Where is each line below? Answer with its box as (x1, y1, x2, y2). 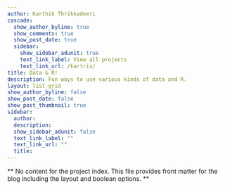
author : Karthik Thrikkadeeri (7, 10, 96, 18)
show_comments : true (13, 30, 74, 37)
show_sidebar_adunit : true (20, 50, 99, 57)
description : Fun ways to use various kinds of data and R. (7, 75, 188, 83)
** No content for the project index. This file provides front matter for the (7, 167, 218, 175)
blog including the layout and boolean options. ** (7, 175, 150, 183)
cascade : (7, 17, 33, 24)
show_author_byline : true (13, 23, 90, 30)
